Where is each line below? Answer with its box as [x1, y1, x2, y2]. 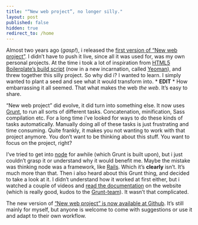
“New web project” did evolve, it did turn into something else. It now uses [6, 102, 185, 109]
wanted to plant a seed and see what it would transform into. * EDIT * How [6, 78, 188, 85]
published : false [6, 19, 49, 25]
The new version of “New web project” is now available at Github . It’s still [6, 200, 184, 207]
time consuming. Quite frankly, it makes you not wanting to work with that [6, 127, 186, 134]
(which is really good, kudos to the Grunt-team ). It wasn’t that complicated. [6, 188, 189, 196]
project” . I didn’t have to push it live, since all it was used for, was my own [6, 53, 185, 60]
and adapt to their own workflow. [6, 213, 87, 220]
